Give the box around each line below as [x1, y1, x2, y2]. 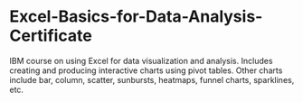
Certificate [9, 25, 92, 46]
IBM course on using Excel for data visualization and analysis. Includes [9, 55, 273, 66]
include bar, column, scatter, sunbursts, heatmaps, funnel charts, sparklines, [9, 74, 295, 85]
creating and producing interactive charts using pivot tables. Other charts [9, 65, 283, 76]
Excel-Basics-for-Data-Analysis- [9, 6, 263, 27]
